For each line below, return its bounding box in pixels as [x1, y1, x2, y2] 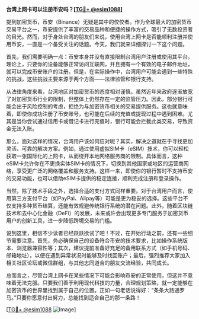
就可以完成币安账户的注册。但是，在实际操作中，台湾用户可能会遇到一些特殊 [6, 68, 193, 75]
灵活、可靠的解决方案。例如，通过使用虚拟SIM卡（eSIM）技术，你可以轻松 [6, 145, 189, 152]
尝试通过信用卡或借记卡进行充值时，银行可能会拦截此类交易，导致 [26, 118, 188, 125]
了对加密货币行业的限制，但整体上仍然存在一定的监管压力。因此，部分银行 [6, 95, 188, 103]
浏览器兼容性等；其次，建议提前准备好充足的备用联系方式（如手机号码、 [16, 244, 193, 251]
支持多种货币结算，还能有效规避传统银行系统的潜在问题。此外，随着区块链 [11, 202, 193, 209]
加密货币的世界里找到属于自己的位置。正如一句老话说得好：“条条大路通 [6, 287, 180, 294]
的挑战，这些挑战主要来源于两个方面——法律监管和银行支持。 [6, 75, 157, 82]
